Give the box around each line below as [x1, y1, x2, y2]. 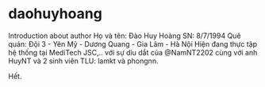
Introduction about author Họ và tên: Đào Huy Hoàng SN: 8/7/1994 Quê [8, 31, 241, 40]
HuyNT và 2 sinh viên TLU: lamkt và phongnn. [8, 56, 159, 66]
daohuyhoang [8, 5, 103, 23]
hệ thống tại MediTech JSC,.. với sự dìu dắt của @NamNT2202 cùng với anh [8, 47, 258, 57]
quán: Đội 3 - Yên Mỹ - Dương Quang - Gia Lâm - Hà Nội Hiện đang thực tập [8, 39, 258, 48]
